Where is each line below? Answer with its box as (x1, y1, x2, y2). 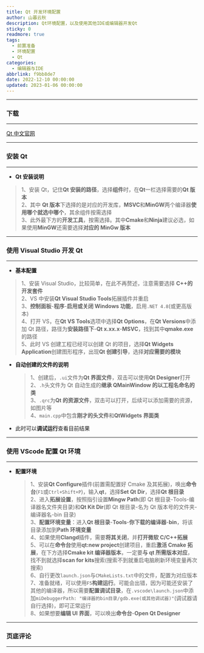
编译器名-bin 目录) (30, 511, 76, 518)
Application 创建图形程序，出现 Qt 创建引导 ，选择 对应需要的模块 (21, 347, 181, 355)
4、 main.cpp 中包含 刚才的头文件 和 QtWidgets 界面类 (30, 411, 160, 419)
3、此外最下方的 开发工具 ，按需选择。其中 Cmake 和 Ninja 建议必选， (21, 216, 189, 224)
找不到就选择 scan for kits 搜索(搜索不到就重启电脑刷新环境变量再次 (30, 556, 197, 564)
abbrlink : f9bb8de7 (6, 71, 56, 77)
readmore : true (6, 32, 45, 38)
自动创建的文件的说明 (15, 361, 69, 368)
